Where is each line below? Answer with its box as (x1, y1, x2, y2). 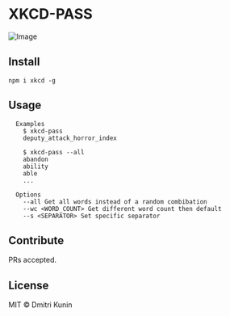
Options (15, 191, 42, 199)
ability (23, 162, 48, 171)
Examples (15, 120, 45, 128)
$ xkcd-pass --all (23, 148, 85, 156)
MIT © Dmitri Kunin (8, 300, 73, 310)
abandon (23, 155, 48, 163)
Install (8, 55, 40, 69)
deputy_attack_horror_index (23, 134, 117, 142)
